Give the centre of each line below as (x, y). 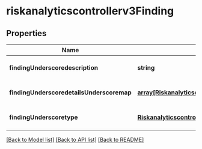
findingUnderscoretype (44, 117)
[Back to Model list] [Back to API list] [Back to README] (75, 140)
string (146, 68)
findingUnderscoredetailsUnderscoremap (71, 93)
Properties (26, 33)
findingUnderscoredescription (54, 68)
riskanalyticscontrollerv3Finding (90, 11)
